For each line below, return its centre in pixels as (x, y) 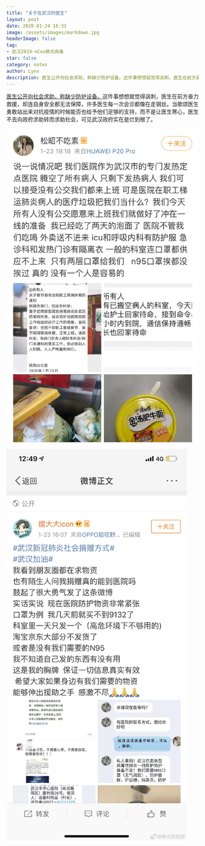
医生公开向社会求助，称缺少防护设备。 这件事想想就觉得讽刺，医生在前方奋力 (103, 96)
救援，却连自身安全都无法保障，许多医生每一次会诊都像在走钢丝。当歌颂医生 (103, 104)
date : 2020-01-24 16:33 (37, 26)
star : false (21, 58)
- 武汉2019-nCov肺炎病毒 (35, 52)
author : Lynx (23, 71)
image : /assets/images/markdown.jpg (53, 32)
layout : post (23, 19)
